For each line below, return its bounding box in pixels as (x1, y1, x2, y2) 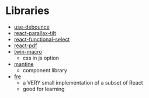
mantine (13, 60, 34, 68)
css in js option (22, 54, 60, 61)
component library (22, 66, 68, 73)
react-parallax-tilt (13, 29, 56, 36)
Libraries (5, 4, 50, 17)
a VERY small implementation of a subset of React (22, 79, 144, 86)
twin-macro (13, 48, 42, 55)
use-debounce (13, 23, 50, 30)
